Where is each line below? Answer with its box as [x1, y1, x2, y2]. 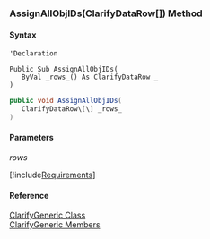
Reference [9, 190, 49, 201]
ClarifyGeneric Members [9, 219, 101, 230]
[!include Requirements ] [9, 169, 96, 180]
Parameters [9, 132, 54, 143]
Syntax [9, 30, 37, 40]
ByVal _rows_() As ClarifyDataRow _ [21, 73, 159, 82]
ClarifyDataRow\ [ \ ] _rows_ [21, 105, 123, 114]
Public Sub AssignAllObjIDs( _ [9, 65, 127, 74]
